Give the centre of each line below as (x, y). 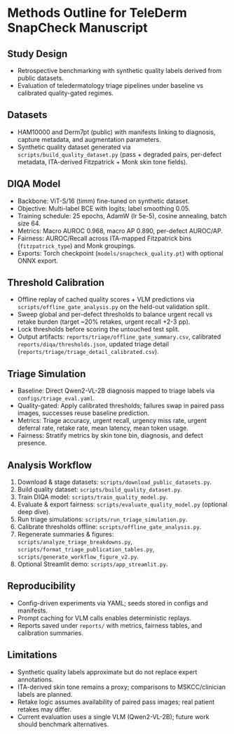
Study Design (37, 54)
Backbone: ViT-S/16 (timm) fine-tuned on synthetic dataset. (103, 201)
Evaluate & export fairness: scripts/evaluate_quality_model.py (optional (122, 504)
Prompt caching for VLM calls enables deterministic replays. (104, 618)
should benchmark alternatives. (63, 724)
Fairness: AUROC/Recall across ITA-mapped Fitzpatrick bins (104, 238)
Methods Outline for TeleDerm (97, 13)
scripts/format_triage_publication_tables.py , (86, 549)
